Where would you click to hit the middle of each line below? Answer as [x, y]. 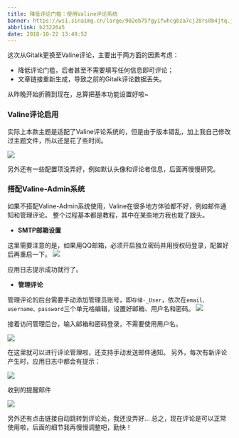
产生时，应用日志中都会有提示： [54, 361]
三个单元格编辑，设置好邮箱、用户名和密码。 [129, 308]
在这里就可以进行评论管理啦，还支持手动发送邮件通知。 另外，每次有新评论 [117, 352]
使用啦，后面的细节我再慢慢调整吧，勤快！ [70, 427]
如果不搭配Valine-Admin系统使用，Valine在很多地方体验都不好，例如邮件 [114, 206]
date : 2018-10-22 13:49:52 [47, 34]
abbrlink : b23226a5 [36, 27]
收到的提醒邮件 [29, 389]
